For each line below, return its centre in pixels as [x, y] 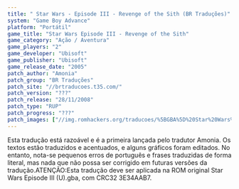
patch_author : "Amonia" [43, 73]
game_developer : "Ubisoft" [47, 54]
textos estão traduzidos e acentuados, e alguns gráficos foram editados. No [119, 147]
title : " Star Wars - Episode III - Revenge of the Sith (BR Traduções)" [119, 14]
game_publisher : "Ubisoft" [47, 60]
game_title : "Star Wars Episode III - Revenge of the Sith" [99, 34]
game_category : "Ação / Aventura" [59, 40]
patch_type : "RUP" [34, 107]
